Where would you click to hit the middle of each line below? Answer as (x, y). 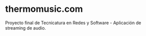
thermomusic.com (44, 9)
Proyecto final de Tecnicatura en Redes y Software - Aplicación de (73, 23)
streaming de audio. (26, 28)
